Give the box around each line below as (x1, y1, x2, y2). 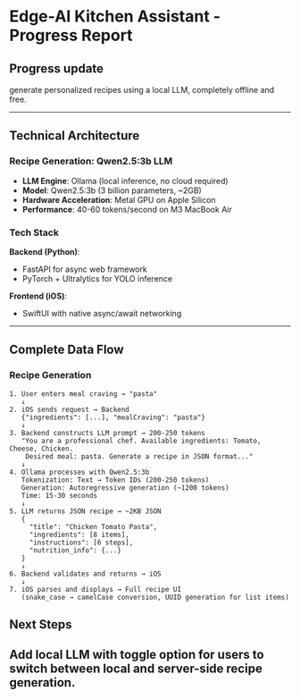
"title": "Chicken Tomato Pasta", (29, 522, 158, 531)
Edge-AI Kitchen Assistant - (9, 6, 221, 27)
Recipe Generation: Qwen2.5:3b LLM (9, 155, 173, 167)
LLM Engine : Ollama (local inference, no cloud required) (21, 175, 229, 186)
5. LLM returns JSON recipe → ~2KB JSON (9, 507, 162, 516)
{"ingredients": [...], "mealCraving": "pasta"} (21, 413, 205, 422)
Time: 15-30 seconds (21, 491, 98, 500)
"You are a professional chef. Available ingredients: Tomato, (21, 436, 262, 445)
